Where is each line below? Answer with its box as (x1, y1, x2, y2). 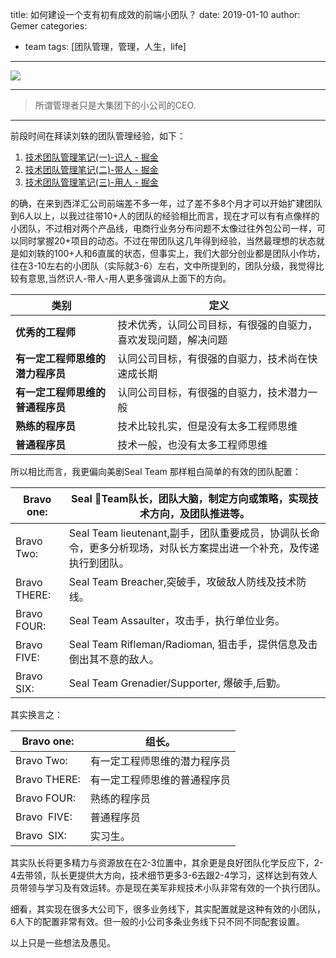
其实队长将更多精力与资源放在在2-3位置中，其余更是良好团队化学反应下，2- (10, 857, 324, 868)
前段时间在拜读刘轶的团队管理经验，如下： (10, 130, 186, 142)
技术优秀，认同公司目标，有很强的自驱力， (117, 318, 318, 332)
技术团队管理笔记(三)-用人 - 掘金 (24, 176, 159, 188)
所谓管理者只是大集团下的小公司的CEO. (34, 99, 197, 111)
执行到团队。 (68, 556, 130, 570)
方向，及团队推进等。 (149, 507, 250, 520)
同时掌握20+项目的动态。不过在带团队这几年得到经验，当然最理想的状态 (18, 235, 317, 247)
